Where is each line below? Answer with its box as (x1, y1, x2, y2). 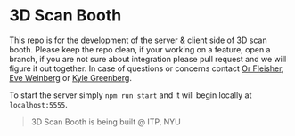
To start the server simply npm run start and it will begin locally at (9, 90, 252, 100)
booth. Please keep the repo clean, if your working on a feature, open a (9, 44, 271, 54)
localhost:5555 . (9, 99, 69, 109)
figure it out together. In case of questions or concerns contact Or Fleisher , (9, 63, 284, 74)
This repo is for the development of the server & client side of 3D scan (9, 35, 267, 45)
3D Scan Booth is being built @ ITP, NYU (30, 116, 181, 127)
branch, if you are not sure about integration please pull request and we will (9, 53, 287, 64)
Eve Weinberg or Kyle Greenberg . (9, 72, 132, 83)
